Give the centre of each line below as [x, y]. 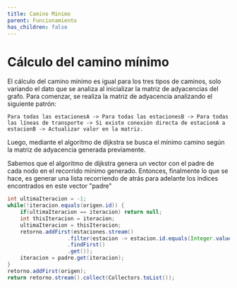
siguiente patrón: [32, 104]
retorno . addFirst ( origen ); [47, 271]
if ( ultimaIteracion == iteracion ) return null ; [91, 212]
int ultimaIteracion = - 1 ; [47, 199]
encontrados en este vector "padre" [60, 186]
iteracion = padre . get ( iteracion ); [72, 258]
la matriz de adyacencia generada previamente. [77, 150]
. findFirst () [86, 245]
